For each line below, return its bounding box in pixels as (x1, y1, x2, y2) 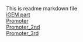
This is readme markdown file (6, 5, 78, 12)
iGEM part (6, 11, 30, 18)
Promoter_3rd (6, 30, 39, 37)
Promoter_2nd (6, 23, 40, 30)
